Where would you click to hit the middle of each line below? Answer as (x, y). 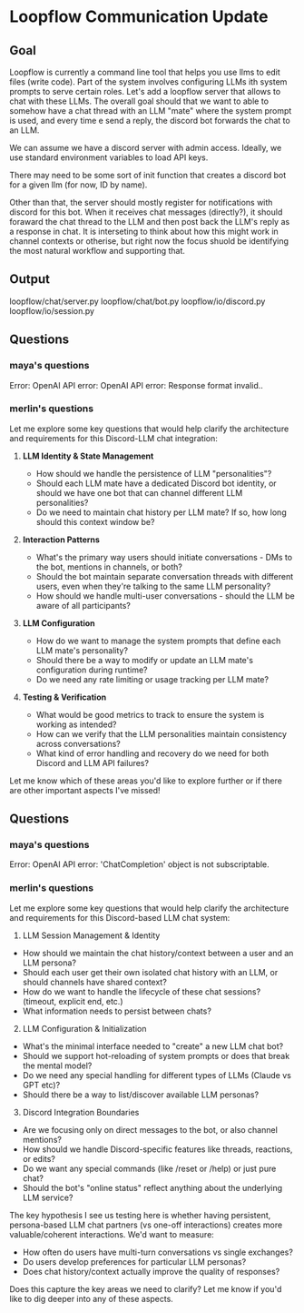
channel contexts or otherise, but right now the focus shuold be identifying (149, 241)
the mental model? (57, 1066)
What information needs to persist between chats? (117, 1011)
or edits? (39, 1158)
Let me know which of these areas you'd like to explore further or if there (146, 781)
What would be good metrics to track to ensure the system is (150, 714)
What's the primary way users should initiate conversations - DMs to (164, 557)
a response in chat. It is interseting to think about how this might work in (144, 231)
